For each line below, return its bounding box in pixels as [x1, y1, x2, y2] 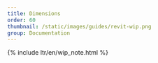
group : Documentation [7, 29, 71, 37]
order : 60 [7, 17, 36, 24]
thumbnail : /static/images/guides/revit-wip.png [7, 23, 152, 30]
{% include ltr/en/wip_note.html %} [7, 48, 108, 57]
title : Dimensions [7, 10, 61, 17]
